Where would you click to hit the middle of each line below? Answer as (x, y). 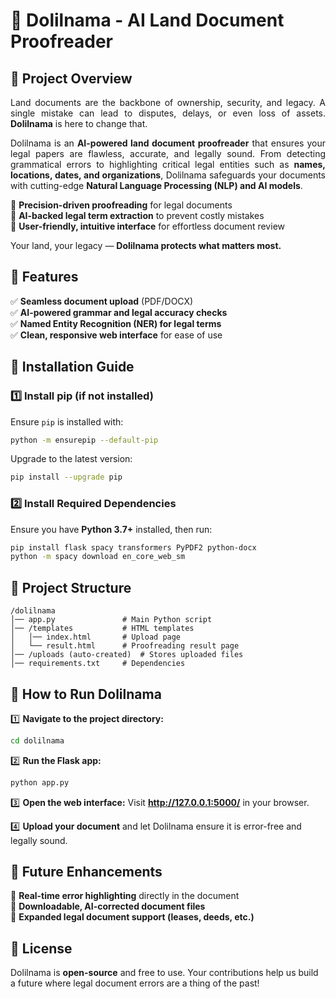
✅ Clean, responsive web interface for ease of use (116, 335)
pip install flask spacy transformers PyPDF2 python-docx (133, 547)
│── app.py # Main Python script (111, 620)
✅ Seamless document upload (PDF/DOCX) (102, 301)
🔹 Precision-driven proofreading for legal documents (121, 205)
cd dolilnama (37, 740)
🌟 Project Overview (71, 78)
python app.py (40, 782)
